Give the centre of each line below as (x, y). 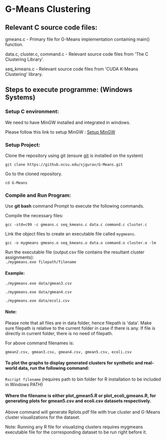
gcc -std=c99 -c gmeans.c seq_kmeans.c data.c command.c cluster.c (76, 225)
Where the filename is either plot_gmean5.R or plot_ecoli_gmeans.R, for (81, 396)
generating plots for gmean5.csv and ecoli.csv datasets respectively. (78, 401)
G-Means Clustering (48, 9)
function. (14, 45)
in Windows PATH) (24, 384)
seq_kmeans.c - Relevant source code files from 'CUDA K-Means (72, 69)
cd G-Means (16, 183)
